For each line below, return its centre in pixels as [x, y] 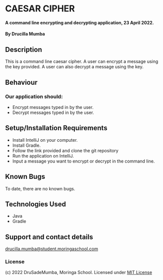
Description [24, 49]
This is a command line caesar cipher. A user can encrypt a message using [82, 61]
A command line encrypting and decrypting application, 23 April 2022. [80, 22]
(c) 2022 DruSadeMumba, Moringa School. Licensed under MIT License [79, 273]
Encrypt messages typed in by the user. [53, 107]
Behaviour [22, 82]
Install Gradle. [27, 145]
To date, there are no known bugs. [40, 188]
